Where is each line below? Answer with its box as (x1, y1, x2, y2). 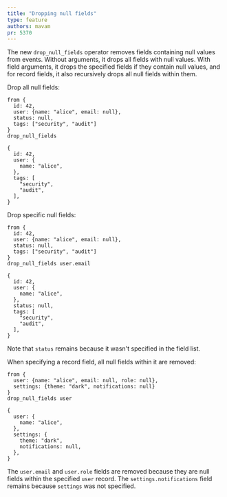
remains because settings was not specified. (7, 482, 136, 490)
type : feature (7, 16, 48, 23)
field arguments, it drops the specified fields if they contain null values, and (7, 63, 221, 71)
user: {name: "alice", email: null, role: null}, (13, 377, 158, 384)
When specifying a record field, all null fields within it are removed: (7, 358, 196, 366)
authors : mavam (7, 23, 51, 30)
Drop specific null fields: (7, 211, 76, 219)
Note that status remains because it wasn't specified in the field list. (7, 344, 201, 353)
